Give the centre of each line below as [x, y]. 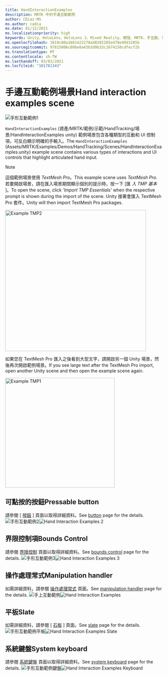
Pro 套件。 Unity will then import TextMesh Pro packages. [64, 203]
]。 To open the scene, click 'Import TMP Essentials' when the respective [80, 190]
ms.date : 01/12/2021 [27, 29]
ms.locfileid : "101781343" [33, 66]
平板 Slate [20, 612]
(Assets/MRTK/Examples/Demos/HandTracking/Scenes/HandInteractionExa [83, 147]
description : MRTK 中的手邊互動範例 [40, 15]
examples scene [40, 103]
